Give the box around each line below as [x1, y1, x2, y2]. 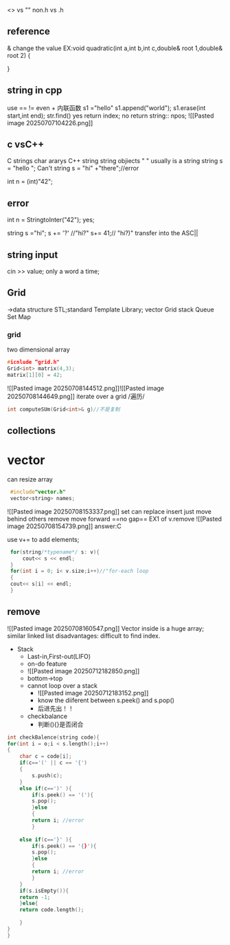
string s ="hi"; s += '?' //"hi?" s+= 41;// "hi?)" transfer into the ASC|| [7, 229, 198, 237]
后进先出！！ [37, 704, 74, 713]
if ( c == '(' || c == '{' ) [19, 759, 88, 766]
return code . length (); [19, 906, 84, 913]
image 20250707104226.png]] [7, 118, 93, 127]
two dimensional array [7, 345, 70, 354]
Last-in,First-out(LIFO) [27, 652, 91, 660]
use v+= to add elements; [7, 535, 80, 543]
